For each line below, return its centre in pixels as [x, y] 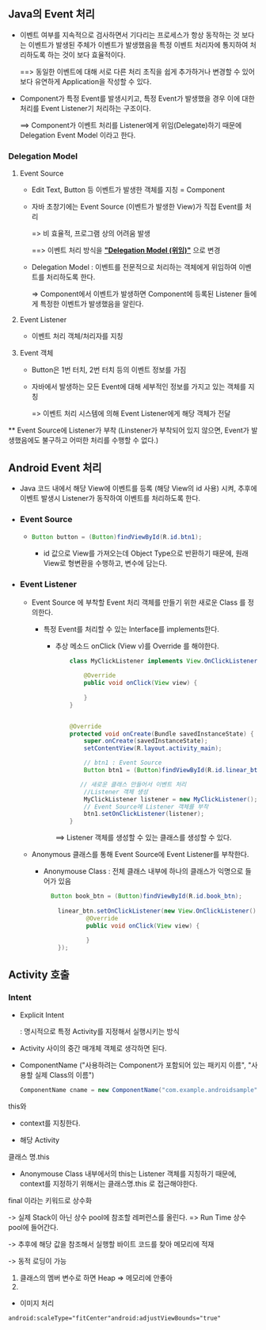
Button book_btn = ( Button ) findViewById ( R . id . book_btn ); [146, 896]
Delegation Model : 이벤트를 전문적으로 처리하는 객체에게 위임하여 [134, 267]
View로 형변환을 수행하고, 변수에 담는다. [105, 563]
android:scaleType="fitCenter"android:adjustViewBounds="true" [115, 1318]
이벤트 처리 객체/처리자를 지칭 [77, 336]
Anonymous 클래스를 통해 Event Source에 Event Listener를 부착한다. [140, 855]
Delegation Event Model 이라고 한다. [78, 135]
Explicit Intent [42, 1015]
